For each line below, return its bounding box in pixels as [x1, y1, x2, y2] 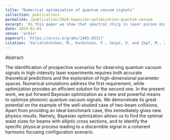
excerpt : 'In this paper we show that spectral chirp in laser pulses [5, 21, 157, 27]
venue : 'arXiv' [5, 31, 37, 36]
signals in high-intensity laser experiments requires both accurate [5, 69, 142, 76]
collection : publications [5, 12, 60, 17]
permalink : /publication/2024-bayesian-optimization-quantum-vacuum [5, 17, 153, 22]
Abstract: [5, 54, 24, 60]
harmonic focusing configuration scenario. [5, 129, 94, 135]
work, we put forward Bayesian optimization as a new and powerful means [5, 91, 161, 97]
